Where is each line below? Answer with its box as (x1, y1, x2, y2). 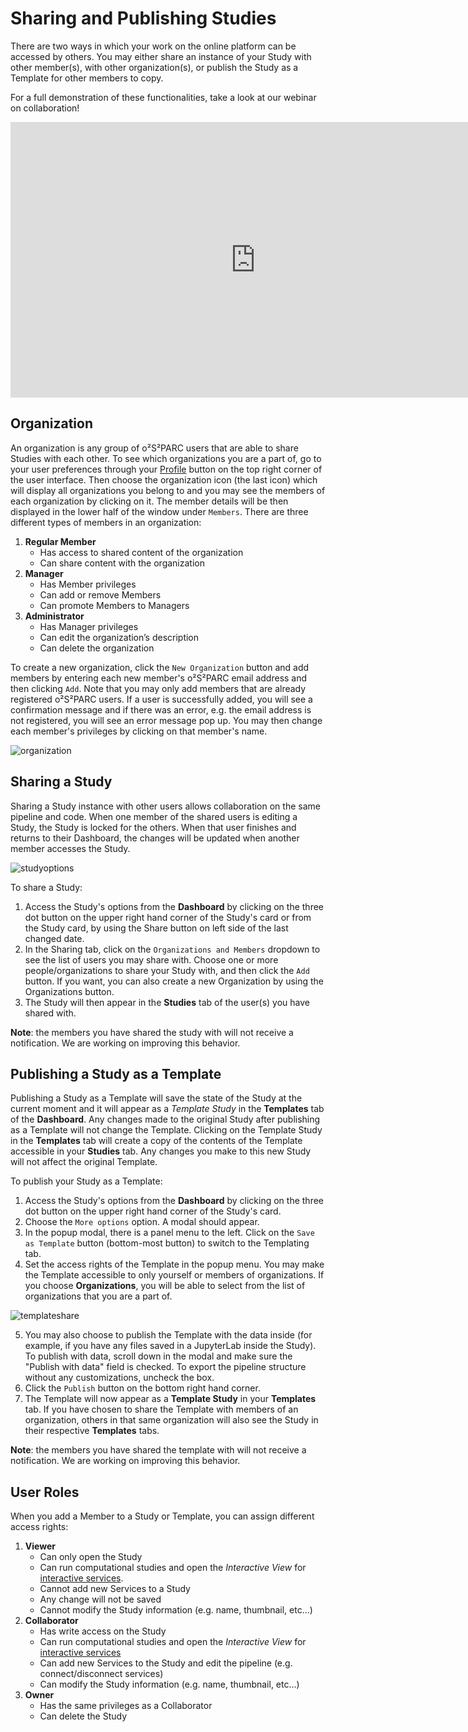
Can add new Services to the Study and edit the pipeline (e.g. (39, 1657, 293, 1669)
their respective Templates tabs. (24, 1425, 160, 1437)
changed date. (24, 932, 85, 944)
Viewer (24, 1540, 56, 1552)
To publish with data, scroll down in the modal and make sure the (24, 1350, 293, 1362)
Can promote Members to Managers (39, 599, 190, 611)
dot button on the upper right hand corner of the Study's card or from (24, 911, 312, 923)
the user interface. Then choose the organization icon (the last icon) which (10, 473, 318, 486)
